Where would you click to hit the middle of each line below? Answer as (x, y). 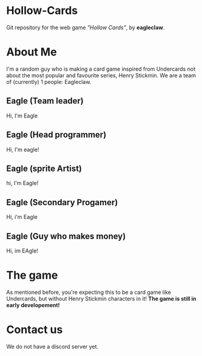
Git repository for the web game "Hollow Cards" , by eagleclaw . (86, 27)
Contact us (35, 330)
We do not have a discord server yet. (52, 346)
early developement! (33, 305)
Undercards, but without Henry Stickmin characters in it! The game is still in (101, 298)
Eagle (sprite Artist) (44, 168)
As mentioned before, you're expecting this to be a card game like (89, 292)
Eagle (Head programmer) (56, 135)
